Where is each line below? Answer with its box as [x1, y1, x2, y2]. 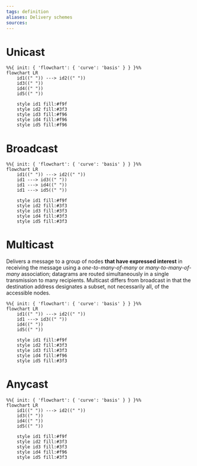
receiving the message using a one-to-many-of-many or [6, 264, 144, 271]
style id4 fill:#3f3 [17, 213, 67, 220]
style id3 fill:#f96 [17, 112, 67, 118]
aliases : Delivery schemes [6, 14, 73, 20]
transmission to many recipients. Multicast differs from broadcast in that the [6, 277, 191, 284]
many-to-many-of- [145, 264, 192, 271]
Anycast [6, 378, 49, 391]
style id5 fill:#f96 [17, 122, 67, 128]
